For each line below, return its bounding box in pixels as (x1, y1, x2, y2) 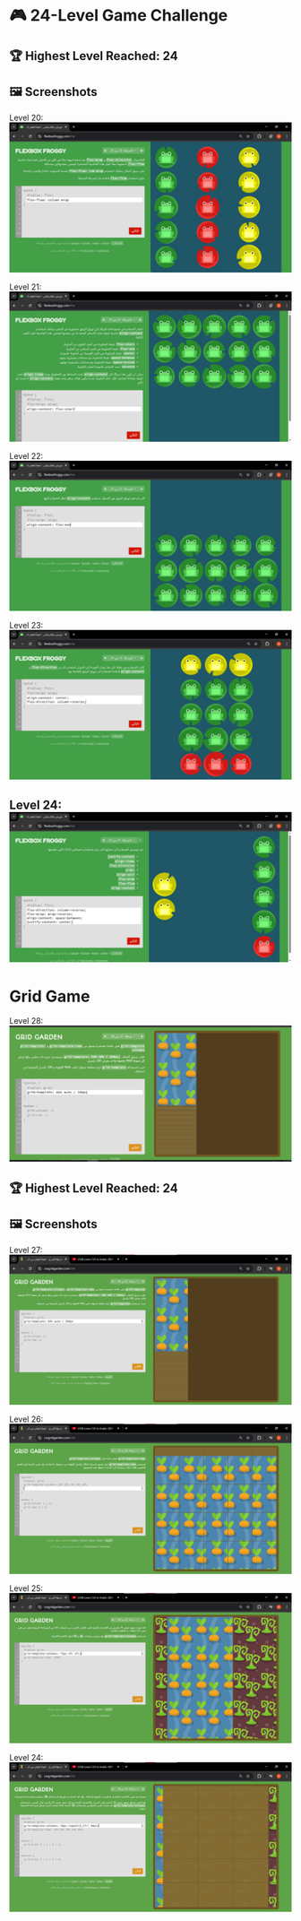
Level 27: (9, 1245, 43, 1256)
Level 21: (9, 281, 42, 292)
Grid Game (9, 986, 90, 1007)
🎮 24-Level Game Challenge (9, 5, 228, 26)
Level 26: (9, 1414, 44, 1424)
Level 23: (9, 619, 44, 630)
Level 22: (9, 450, 43, 461)
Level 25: (9, 1582, 43, 1594)
